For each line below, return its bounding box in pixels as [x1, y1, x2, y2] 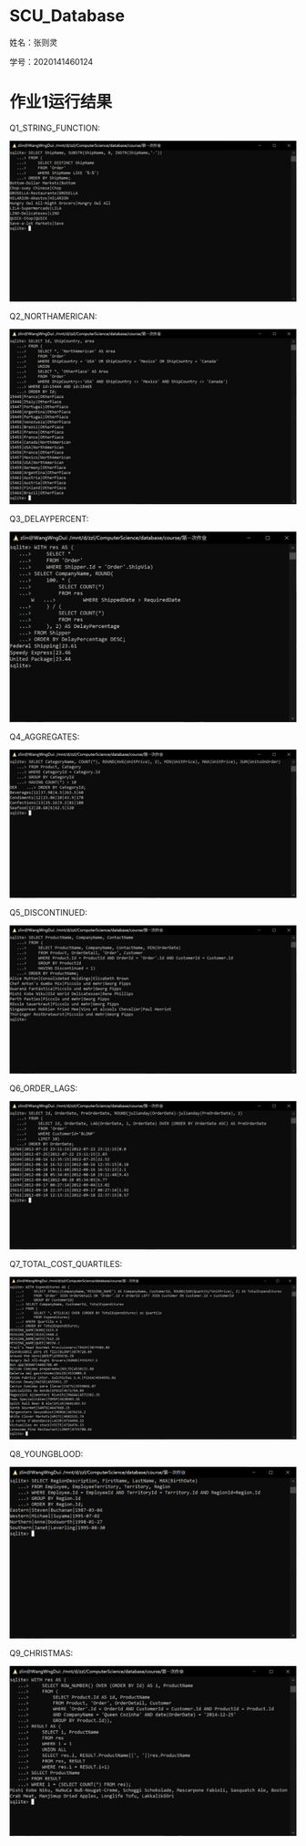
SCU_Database [9, 5, 126, 26]
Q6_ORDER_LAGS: [9, 1083, 78, 1094]
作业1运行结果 [9, 92, 113, 112]
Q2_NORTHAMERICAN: [9, 311, 97, 322]
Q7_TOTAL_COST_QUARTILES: [9, 1258, 123, 1269]
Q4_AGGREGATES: [9, 731, 80, 742]
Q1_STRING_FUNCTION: [9, 122, 100, 133]
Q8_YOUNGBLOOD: [9, 1448, 84, 1459]
